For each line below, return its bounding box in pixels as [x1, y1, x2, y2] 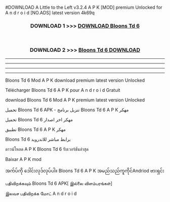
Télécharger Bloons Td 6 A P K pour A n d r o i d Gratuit [5, 87, 120, 93]
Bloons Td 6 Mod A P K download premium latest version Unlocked [5, 77, 145, 83]
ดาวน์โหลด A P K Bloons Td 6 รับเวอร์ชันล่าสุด [5, 146, 89, 152]
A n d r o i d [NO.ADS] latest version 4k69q [5, 10, 95, 16]
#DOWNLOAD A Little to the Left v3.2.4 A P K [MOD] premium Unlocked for [5, 5, 163, 10]
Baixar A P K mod [5, 156, 42, 162]
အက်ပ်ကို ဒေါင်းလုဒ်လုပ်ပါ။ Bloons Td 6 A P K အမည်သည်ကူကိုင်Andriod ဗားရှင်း [5, 167, 164, 174]
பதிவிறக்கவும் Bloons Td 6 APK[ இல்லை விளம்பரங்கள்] [5, 180, 113, 186]
